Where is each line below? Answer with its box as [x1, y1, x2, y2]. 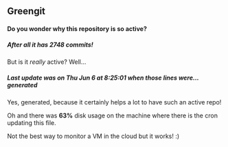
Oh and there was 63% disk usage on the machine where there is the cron [7, 111, 218, 120]
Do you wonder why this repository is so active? [7, 24, 148, 33]
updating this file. [7, 118, 56, 126]
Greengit [7, 5, 46, 17]
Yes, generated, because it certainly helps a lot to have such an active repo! [7, 98, 222, 106]
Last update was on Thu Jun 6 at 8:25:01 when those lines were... [7, 73, 199, 82]
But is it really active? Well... [7, 58, 87, 66]
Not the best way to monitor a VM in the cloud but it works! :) [7, 132, 180, 140]
